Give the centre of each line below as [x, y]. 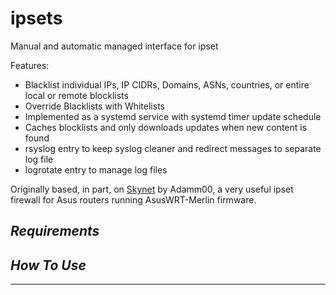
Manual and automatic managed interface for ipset [114, 46]
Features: [30, 65]
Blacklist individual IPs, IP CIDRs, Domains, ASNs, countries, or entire [167, 84]
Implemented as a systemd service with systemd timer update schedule [173, 116]
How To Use [48, 265]
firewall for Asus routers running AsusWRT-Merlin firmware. [133, 199]
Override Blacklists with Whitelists [94, 106]
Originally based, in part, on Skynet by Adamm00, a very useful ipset [152, 189]
